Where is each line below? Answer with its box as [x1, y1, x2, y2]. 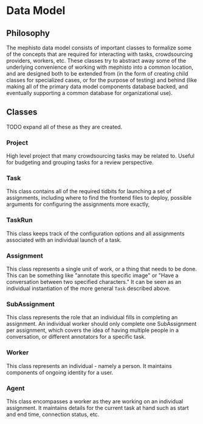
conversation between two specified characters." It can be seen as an [6, 278, 182, 285]
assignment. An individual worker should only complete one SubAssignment [6, 320, 197, 328]
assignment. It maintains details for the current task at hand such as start [6, 404, 190, 411]
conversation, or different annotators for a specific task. [6, 333, 146, 341]
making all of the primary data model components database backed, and [6, 83, 188, 90]
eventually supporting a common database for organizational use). [6, 90, 173, 96]
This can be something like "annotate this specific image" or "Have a [6, 272, 179, 279]
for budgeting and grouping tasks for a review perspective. [6, 159, 154, 166]
